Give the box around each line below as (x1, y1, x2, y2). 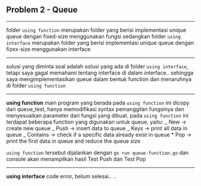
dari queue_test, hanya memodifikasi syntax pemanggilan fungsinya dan (6, 105, 184, 113)
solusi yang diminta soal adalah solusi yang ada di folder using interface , (6, 62, 188, 70)
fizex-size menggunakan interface (6, 45, 91, 53)
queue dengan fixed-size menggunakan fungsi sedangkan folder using (6, 32, 181, 40)
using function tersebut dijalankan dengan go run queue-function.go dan (6, 149, 189, 156)
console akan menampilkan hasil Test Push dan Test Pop (6, 155, 147, 163)
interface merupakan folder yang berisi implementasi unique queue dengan (6, 39, 194, 46)
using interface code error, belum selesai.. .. (6, 172, 117, 179)
